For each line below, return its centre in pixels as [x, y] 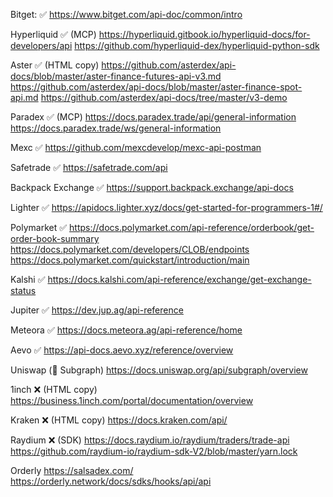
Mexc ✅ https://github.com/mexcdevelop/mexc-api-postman [136, 147]
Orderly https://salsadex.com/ [72, 470]
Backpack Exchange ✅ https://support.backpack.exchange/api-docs [152, 187]
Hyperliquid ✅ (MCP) [53, 34]
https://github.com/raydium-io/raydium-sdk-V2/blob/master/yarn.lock [154, 451]
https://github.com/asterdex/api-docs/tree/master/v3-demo [164, 97]
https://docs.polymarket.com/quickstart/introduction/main [130, 260]
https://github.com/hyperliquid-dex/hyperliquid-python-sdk [197, 45]
